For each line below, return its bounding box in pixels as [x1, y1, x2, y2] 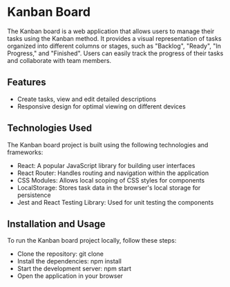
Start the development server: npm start [17, 264, 132, 273]
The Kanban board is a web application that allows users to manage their [7, 27, 215, 35]
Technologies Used [7, 122, 92, 134]
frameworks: [7, 148, 44, 156]
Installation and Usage [7, 218, 106, 230]
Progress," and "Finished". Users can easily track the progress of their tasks [7, 49, 224, 57]
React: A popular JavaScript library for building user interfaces [17, 161, 195, 169]
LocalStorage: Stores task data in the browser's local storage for [17, 183, 201, 192]
